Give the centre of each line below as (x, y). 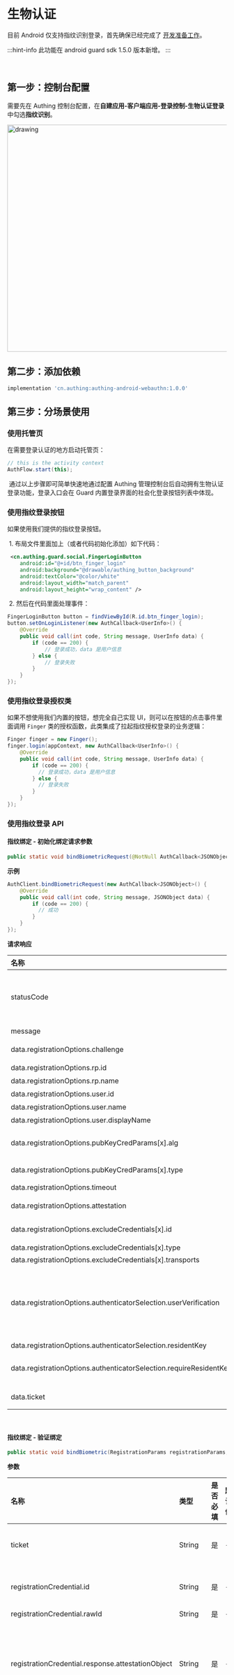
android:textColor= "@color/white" (70, 576)
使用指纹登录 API (36, 824)
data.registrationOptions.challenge (67, 1049)
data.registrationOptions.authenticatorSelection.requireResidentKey (121, 1368)
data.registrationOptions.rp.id (58, 1067)
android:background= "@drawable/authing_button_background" (107, 570)
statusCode (30, 997)
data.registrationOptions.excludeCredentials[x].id (91, 1229)
